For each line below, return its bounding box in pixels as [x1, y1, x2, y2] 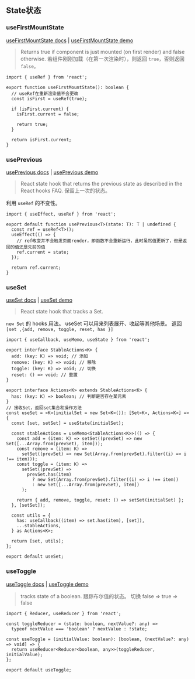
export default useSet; [6, 554, 64, 559]
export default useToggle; [6, 667, 72, 673]
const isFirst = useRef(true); [11, 95, 88, 101]
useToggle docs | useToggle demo [6, 581, 89, 588]
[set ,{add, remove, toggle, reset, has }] [6, 327, 114, 333]
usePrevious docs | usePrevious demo [6, 169, 99, 176]
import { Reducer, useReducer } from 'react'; [6, 610, 121, 616]
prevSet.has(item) [27, 472, 72, 477]
